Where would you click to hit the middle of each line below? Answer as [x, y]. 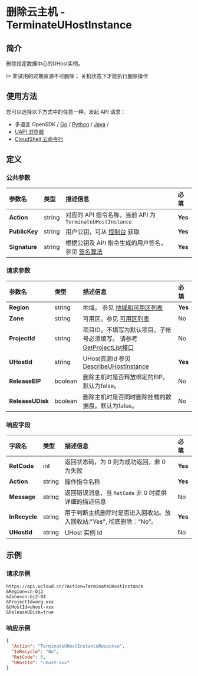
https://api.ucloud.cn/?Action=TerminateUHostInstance [75, 586]
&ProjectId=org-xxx [30, 602]
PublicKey [24, 231]
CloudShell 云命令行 [39, 139]
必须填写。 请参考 [113, 339]
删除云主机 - [36, 12]
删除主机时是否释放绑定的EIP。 [126, 377]
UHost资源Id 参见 [107, 359]
